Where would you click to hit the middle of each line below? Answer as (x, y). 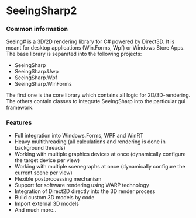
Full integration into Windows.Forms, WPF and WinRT (79, 135)
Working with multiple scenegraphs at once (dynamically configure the (100, 166)
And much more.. (35, 210)
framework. (20, 108)
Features (19, 122)
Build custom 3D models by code (54, 197)
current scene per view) (44, 173)
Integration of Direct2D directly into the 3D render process (85, 191)
